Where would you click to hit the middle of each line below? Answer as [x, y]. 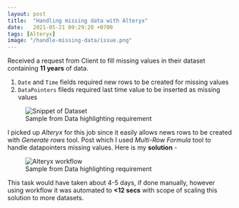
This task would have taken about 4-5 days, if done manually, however [111, 183]
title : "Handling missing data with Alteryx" [78, 21]
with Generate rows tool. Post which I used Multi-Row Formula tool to [110, 140]
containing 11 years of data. [48, 68]
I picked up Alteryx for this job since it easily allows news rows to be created [120, 132]
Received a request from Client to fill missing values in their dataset [106, 61]
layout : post [27, 14]
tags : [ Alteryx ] [31, 34]
